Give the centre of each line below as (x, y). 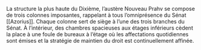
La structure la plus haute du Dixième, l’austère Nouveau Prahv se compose (101, 9)
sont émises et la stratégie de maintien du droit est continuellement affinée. (100, 41)
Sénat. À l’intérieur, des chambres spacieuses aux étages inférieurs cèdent (100, 28)
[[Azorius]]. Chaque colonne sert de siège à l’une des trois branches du (95, 21)
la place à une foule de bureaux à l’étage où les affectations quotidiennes (97, 34)
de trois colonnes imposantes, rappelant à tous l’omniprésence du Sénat (96, 15)
